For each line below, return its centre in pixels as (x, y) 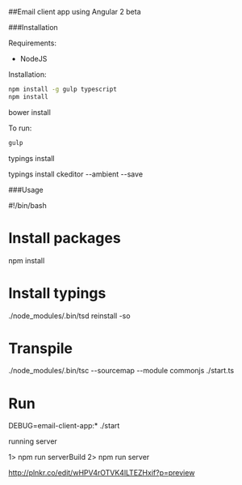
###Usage (26, 189)
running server (33, 441)
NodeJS (33, 59)
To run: (20, 128)
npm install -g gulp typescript (63, 89)
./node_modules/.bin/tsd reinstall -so (69, 316)
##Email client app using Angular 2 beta (75, 12)
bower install (29, 112)
